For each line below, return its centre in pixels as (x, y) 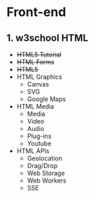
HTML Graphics (39, 77)
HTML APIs (33, 151)
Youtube (39, 143)
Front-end (36, 12)
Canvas (38, 84)
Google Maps (46, 99)
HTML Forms (35, 62)
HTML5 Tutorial (39, 54)
